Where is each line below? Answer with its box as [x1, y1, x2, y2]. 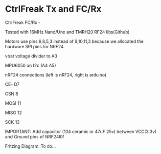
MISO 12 [5, 110, 22, 115]
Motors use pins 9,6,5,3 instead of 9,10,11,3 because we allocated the [5, 38, 144, 44]
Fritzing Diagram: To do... [5, 143, 56, 149]
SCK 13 [5, 119, 20, 125]
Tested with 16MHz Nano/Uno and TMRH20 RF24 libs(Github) [5, 29, 130, 35]
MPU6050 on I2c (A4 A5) [5, 62, 56, 68]
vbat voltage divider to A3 [5, 53, 58, 59]
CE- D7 [5, 81, 20, 87]
